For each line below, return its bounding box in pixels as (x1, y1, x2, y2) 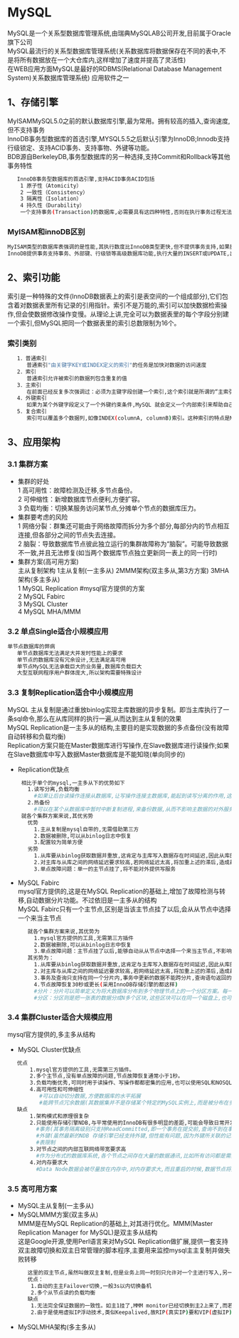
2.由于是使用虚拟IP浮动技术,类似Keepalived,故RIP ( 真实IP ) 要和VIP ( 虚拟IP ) (31, 1309, 233, 1317)
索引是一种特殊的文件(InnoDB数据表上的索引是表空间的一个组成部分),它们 (7, 292, 223, 300)
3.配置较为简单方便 (33, 839, 83, 846)
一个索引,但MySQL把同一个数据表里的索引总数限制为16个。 (7, 318, 181, 327)
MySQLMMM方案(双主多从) (17, 1210, 99, 1219)
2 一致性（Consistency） (20, 188, 89, 196)
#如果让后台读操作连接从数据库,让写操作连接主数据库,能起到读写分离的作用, (33, 793, 227, 800)
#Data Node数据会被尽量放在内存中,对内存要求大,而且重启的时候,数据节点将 (36, 1165, 231, 1172)
